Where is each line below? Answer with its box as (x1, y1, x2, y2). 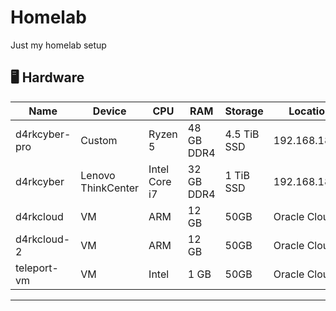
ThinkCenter (80, 181, 140, 195)
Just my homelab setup (10, 39, 107, 51)
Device (92, 104, 127, 118)
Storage (224, 104, 264, 118)
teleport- (15, 261, 59, 275)
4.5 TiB (224, 127, 260, 141)
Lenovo (80, 168, 116, 182)
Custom (80, 133, 118, 147)
